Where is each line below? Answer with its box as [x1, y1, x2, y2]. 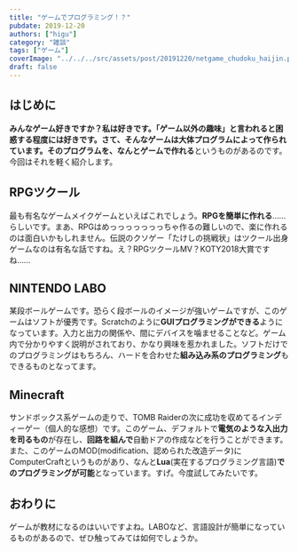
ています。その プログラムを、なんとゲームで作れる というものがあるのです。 [9, 145, 287, 156]
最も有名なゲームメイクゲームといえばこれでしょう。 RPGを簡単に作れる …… [9, 210, 286, 220]
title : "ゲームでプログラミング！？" [9, 12, 131, 22]
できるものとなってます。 [9, 361, 101, 371]
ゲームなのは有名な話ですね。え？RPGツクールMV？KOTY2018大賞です [9, 244, 271, 254]
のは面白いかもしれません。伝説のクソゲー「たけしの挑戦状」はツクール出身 [9, 232, 289, 243]
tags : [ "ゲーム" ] [9, 46, 69, 55]
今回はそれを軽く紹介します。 [9, 156, 118, 167]
